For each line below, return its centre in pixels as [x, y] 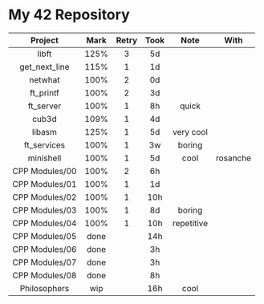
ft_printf [45, 92]
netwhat [45, 79]
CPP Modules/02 [45, 197]
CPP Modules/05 [45, 236]
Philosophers [45, 288]
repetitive [190, 223]
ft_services [45, 144]
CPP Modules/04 [45, 223]
